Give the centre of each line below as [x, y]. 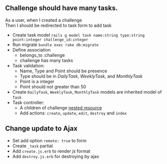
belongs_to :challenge [42, 55]
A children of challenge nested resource [61, 108]
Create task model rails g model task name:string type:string [79, 35]
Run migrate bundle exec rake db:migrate [55, 45]
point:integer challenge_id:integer [50, 40]
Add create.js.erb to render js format [51, 151]
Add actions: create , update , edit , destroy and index [73, 113]
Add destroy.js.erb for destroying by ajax [56, 156]
